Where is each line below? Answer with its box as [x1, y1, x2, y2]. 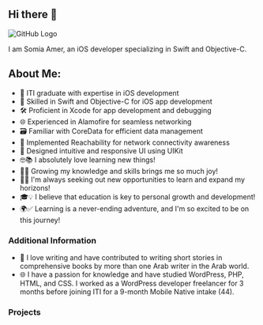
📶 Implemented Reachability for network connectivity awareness [19, 138, 231, 147]
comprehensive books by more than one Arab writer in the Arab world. [19, 261, 250, 270]
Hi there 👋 [8, 8, 58, 21]
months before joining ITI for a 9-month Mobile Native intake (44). [19, 286, 235, 297]
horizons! [19, 183, 51, 192]
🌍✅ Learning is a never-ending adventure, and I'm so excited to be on [19, 203, 250, 214]
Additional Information [8, 235, 97, 246]
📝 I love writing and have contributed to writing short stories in [19, 252, 223, 262]
